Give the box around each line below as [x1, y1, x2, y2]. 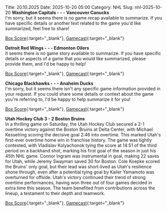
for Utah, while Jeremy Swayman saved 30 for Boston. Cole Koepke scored [5, 158, 160, 164]
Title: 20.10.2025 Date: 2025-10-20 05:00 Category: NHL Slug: [5, 5, 134, 10]
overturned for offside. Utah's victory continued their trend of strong [5, 174, 146, 180]
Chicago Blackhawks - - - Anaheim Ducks [5, 80, 94, 86]
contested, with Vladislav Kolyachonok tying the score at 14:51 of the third [5, 142, 157, 148]
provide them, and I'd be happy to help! [5, 61, 86, 67]
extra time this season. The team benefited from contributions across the [5, 185, 156, 191]
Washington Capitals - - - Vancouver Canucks [11, 10, 110, 16]
